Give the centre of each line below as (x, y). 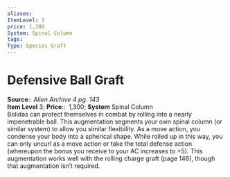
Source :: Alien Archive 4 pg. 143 (53, 99)
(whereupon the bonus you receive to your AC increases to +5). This (105, 151)
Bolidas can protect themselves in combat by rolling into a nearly (100, 114)
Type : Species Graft (37, 46)
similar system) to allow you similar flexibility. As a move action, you (104, 128)
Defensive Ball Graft (66, 80)
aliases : (20, 14)
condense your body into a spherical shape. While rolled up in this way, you (115, 136)
